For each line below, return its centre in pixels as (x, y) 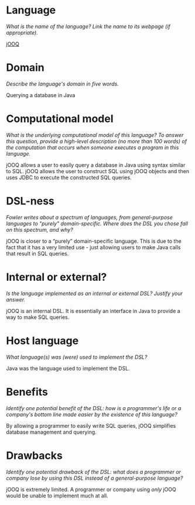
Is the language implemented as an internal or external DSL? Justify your (94, 293)
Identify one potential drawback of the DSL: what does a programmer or (94, 472)
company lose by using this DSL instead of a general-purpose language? (95, 478)
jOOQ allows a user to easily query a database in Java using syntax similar (96, 165)
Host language (42, 341)
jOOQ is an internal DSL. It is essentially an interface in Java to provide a (93, 311)
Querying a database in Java (41, 95)
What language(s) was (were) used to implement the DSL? (77, 357)
